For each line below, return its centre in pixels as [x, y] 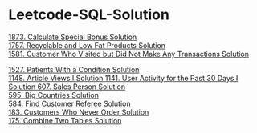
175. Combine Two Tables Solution [65, 120]
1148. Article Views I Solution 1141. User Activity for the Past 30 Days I [123, 78]
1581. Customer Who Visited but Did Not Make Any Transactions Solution [128, 54]
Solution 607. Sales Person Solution [67, 87]
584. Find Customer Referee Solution [69, 103]
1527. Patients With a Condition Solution [74, 69]
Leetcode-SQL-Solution [89, 15]
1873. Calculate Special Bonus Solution [73, 37]
